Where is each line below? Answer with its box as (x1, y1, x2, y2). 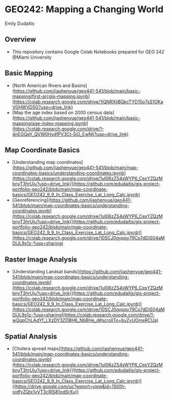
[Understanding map (12, 159, 56, 165)
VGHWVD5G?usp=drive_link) (12, 104, 73, 110)
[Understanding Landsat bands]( (12, 269, 81, 275)
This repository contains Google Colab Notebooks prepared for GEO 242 (12, 48, 164, 54)
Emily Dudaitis (5, 20, 35, 26)
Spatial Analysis (5, 332, 57, 340)
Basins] (71, 82, 87, 89)
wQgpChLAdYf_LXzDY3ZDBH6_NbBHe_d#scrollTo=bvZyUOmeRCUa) (12, 317, 159, 324)
